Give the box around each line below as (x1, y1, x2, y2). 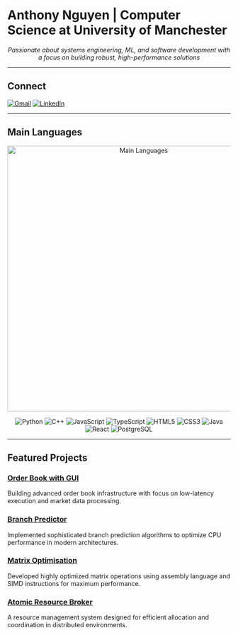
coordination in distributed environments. (7, 621, 127, 629)
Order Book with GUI (7, 473, 79, 483)
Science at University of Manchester (7, 22, 227, 38)
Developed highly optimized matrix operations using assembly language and (7, 571, 231, 580)
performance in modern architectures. (7, 538, 119, 546)
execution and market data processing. (7, 497, 122, 505)
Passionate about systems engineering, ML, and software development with (7, 45, 231, 54)
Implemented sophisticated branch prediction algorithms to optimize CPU (7, 530, 222, 539)
